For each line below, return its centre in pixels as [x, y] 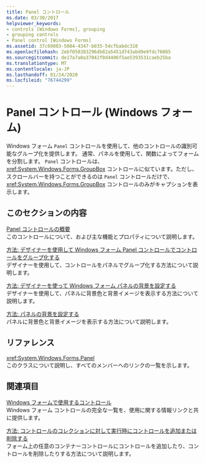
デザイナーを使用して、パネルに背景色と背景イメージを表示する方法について [102, 293]
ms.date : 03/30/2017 [33, 18]
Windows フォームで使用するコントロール [59, 402]
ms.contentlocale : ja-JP [38, 69]
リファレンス [31, 343]
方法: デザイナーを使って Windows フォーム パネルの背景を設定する [91, 285]
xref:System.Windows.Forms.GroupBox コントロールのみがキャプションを [99, 184]
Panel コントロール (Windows [82, 112]
